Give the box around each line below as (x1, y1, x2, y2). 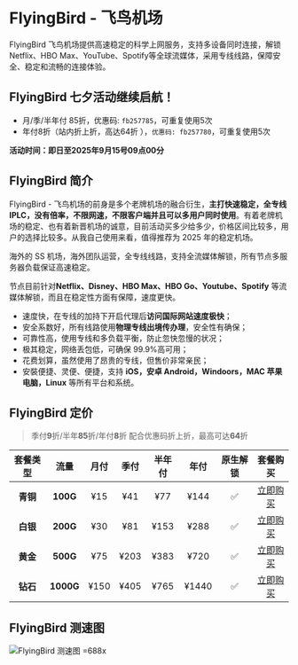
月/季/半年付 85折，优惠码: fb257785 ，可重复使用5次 (21, 114, 213, 125)
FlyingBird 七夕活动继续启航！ (9, 90, 175, 105)
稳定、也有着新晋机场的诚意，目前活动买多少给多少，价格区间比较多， (24, 221, 281, 231)
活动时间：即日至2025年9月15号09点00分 (9, 145, 165, 155)
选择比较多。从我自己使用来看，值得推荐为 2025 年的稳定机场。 (24, 231, 259, 242)
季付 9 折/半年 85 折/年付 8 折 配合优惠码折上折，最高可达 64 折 (30, 431, 248, 442)
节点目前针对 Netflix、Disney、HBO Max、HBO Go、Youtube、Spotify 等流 (9, 280, 287, 291)
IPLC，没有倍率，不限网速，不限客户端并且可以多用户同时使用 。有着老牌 (9, 209, 275, 220)
